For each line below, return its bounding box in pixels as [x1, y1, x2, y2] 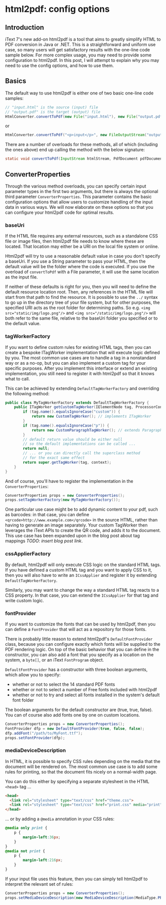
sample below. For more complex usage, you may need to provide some [5, 52, 152, 58]
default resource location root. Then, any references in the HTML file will [5, 289, 153, 295]
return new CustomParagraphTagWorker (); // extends [31, 428, 140, 432]
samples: [5, 95, 24, 101]
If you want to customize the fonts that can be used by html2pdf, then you [5, 621, 156, 627]
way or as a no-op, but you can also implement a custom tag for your [5, 360, 146, 366]
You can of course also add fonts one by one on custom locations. [5, 712, 140, 718]
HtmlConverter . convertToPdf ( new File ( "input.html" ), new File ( [5, 114, 138, 119]
